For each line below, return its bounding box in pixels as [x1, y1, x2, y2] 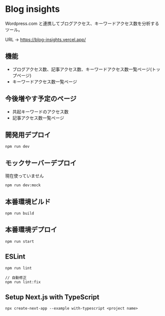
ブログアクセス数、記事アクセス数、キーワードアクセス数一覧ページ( [12, 66, 152, 72]
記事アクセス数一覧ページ [12, 115, 64, 121]
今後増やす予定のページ [5, 95, 77, 103]
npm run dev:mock [5, 183, 41, 188]
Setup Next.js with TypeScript [5, 293, 100, 302]
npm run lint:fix [5, 279, 41, 284]
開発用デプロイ [5, 130, 51, 139]
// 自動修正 [5, 275, 27, 280]
